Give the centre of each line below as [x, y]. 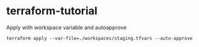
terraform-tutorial [52, 11]
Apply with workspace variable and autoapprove [66, 27]
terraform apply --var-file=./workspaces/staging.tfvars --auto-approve [99, 38]
